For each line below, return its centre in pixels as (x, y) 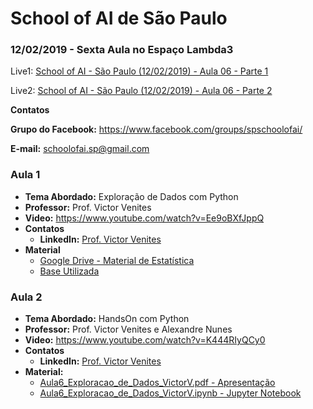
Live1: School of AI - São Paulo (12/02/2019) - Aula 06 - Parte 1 (139, 71)
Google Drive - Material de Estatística (117, 260)
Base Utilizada (69, 271)
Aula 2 (26, 297)
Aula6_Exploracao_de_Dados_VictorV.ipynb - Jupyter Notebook (170, 393)
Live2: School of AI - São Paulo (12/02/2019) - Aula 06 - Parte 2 (141, 91)
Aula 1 (25, 175)
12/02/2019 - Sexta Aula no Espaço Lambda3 (122, 50)
